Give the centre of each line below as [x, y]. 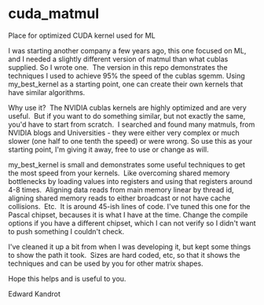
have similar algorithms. [47, 92]
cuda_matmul [54, 14]
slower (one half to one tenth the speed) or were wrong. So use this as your [130, 141]
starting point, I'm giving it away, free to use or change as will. [109, 149]
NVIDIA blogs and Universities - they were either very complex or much [124, 132]
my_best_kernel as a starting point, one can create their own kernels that [126, 84]
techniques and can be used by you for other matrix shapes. [106, 263]
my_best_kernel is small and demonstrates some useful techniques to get [127, 164]
